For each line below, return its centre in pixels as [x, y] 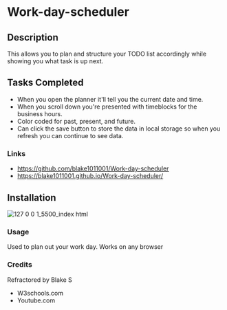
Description [33, 37]
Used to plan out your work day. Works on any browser [85, 247]
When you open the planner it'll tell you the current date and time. [110, 99]
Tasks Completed [45, 83]
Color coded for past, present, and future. [76, 121]
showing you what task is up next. [55, 61]
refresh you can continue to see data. [70, 135]
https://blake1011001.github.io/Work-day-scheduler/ [90, 176]
